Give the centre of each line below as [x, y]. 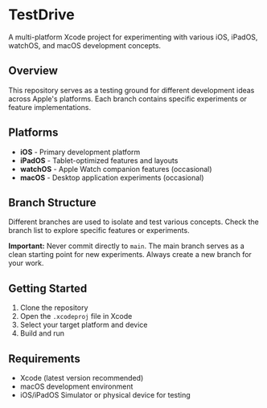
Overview [33, 71]
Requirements [44, 359]
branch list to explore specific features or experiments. [99, 231]
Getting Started [48, 288]
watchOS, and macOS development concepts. [85, 45]
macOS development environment [76, 386]
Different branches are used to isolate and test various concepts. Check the [133, 222]
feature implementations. [49, 107]
